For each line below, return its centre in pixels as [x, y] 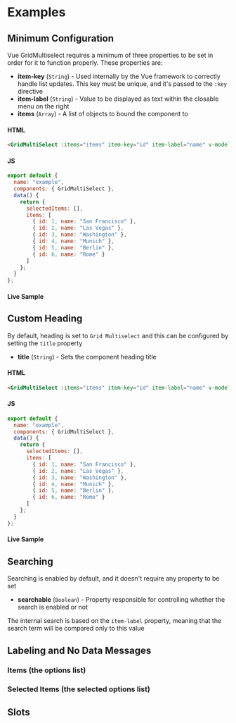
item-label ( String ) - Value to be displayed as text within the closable [118, 99]
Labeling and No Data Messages [79, 650]
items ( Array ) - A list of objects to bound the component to [103, 114]
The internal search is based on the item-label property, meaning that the [114, 621]
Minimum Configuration [61, 38]
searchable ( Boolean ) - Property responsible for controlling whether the [121, 600]
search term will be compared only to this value [76, 629]
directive [30, 91]
